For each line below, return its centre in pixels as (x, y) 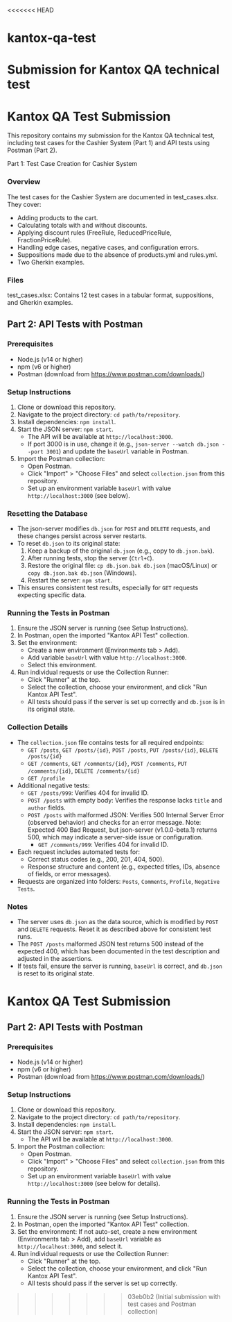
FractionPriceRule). (45, 240)
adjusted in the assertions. (55, 959)
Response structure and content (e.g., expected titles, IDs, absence (124, 867)
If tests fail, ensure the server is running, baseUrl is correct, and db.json (120, 966)
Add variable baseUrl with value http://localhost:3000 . (107, 658)
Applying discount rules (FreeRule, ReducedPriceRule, (94, 233)
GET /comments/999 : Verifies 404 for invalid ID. (103, 844)
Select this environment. (62, 665)
